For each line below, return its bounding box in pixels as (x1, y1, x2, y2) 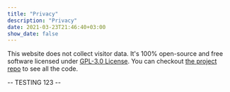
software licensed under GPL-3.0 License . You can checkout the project (7, 57, 217, 66)
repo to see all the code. (7, 64, 79, 73)
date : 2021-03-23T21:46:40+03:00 (7, 23, 106, 30)
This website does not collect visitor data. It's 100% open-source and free (7, 50, 224, 58)
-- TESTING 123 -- (7, 79, 62, 87)
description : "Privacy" (7, 17, 78, 24)
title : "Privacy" (7, 10, 59, 18)
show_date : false (7, 30, 59, 38)
